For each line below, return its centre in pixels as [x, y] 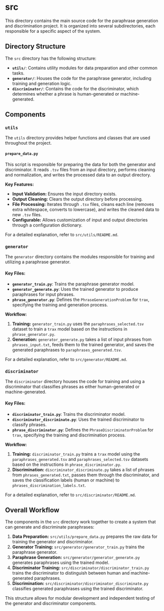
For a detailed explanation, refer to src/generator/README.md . [66, 359]
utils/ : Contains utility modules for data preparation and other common [85, 68]
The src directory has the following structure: [51, 58]
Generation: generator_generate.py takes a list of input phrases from [82, 339]
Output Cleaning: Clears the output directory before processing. [77, 199]
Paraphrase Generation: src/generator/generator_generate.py [76, 558]
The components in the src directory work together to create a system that [81, 522]
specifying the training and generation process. [60, 305]
